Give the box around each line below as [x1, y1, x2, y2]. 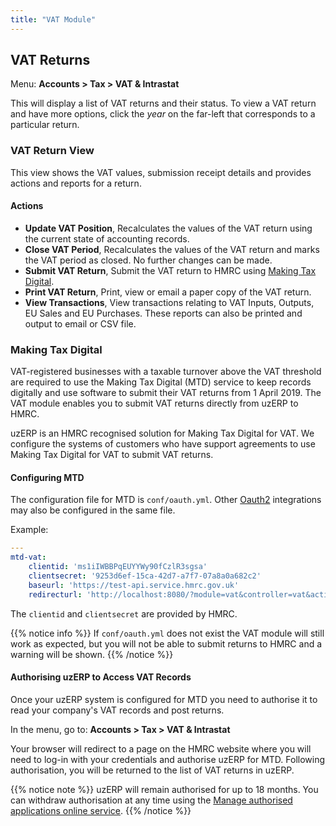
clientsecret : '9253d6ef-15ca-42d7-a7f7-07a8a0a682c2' [28, 571, 262, 581]
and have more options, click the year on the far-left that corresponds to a [10, 108, 316, 120]
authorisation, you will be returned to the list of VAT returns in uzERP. [10, 764, 295, 776]
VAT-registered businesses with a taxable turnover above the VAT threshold [10, 366, 322, 378]
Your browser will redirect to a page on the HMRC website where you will [10, 742, 312, 755]
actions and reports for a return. [10, 177, 142, 189]
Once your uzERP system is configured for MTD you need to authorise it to [10, 693, 318, 705]
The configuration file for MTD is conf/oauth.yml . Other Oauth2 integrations [10, 494, 322, 506]
